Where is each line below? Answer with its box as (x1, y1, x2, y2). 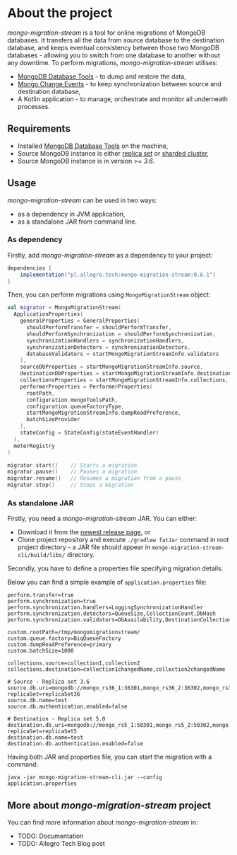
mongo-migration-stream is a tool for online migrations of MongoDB (7, 28, 206, 37)
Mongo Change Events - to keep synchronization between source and (17, 79, 222, 88)
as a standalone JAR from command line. (17, 217, 138, 226)
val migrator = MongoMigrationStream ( (7, 304, 121, 311)
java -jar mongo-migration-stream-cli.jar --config (7, 774, 162, 781)
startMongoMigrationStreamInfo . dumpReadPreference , (25, 409, 181, 417)
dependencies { (7, 264, 52, 272)
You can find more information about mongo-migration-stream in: (7, 818, 199, 827)
